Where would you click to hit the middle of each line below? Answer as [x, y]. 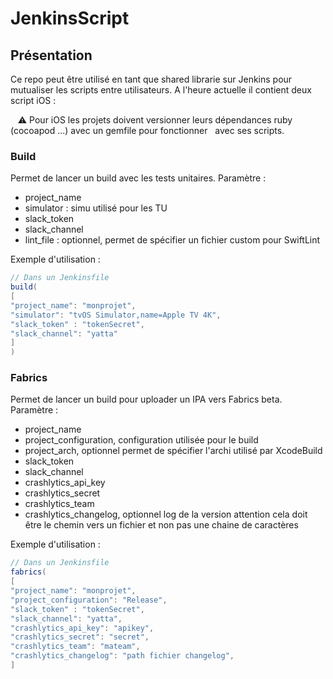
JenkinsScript [70, 18]
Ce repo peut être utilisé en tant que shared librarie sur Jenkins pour [151, 79]
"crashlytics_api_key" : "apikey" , [82, 628]
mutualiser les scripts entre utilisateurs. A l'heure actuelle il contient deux [161, 90]
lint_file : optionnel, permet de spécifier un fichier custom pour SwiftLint [172, 240]
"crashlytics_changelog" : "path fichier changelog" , [122, 656]
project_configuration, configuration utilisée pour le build [141, 440]
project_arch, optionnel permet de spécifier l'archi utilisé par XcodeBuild [173, 451]
